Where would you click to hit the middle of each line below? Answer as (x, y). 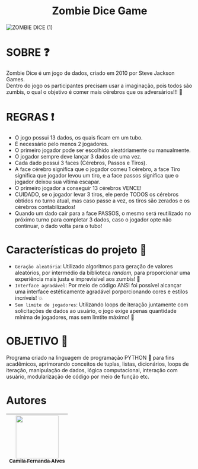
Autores (26, 400)
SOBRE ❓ (28, 53)
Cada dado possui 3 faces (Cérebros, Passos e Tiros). (81, 163)
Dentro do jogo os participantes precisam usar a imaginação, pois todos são (99, 85)
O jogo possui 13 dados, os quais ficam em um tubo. (79, 137)
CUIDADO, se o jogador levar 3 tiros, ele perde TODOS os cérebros (97, 194)
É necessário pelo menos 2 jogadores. (61, 144)
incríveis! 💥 (29, 297)
